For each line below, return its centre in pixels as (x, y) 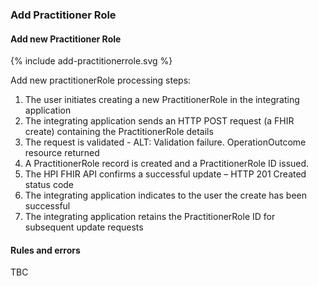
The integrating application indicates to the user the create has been (165, 195)
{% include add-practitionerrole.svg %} (91, 61)
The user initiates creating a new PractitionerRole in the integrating (162, 100)
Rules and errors (45, 250)
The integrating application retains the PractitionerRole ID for (150, 217)
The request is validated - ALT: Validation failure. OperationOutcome (165, 142)
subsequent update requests (84, 227)
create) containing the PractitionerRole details (119, 132)
